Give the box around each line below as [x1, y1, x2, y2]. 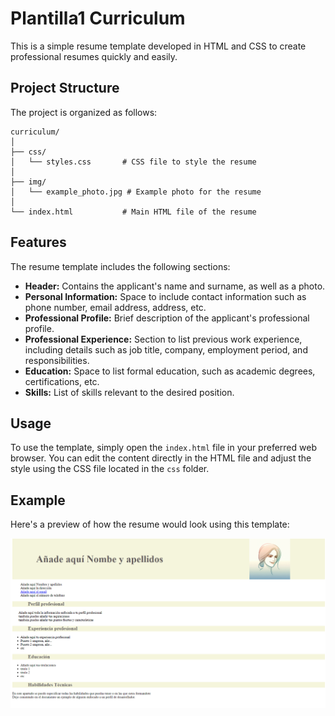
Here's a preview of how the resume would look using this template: [10, 518, 290, 531]
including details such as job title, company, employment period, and [24, 343, 308, 356]
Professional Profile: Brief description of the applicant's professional [24, 312, 310, 324]
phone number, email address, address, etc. [24, 301, 207, 313]
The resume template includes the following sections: [10, 260, 231, 272]
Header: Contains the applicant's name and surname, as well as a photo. [24, 280, 326, 292]
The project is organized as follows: [10, 106, 158, 118]
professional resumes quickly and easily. [10, 50, 178, 62]
